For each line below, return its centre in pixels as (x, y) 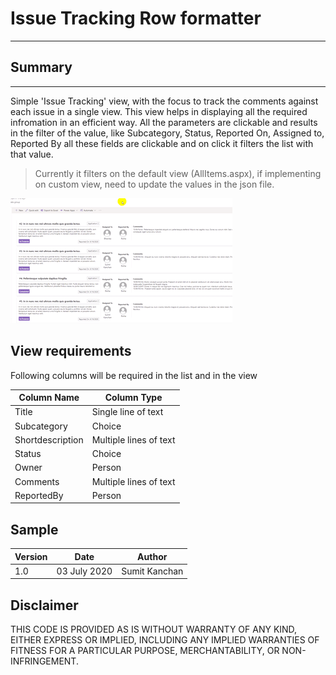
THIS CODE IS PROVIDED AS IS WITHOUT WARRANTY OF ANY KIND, (154, 629)
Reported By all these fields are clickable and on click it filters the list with (162, 143)
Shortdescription (49, 439)
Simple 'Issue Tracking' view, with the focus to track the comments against (164, 101)
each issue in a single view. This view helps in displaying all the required (159, 111)
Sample (34, 529)
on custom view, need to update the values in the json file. (154, 184)
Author (152, 556)
